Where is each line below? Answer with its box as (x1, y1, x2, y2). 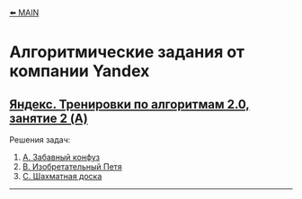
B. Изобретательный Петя (22, 161, 123, 172)
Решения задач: (9, 134, 71, 145)
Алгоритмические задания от (9, 42, 245, 63)
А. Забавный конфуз (22, 151, 101, 162)
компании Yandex (9, 61, 150, 82)
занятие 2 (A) (9, 110, 88, 125)
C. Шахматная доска (22, 171, 102, 181)
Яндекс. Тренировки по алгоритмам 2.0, (9, 97, 250, 112)
